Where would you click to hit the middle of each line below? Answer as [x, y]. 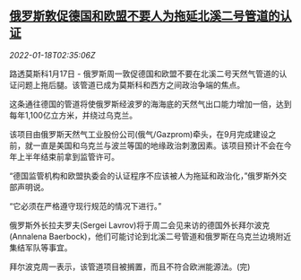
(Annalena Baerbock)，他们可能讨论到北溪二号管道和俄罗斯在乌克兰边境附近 [150, 236]
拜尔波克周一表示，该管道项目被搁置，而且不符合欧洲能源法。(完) [130, 267]
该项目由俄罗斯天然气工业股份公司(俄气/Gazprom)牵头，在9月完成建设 [139, 134]
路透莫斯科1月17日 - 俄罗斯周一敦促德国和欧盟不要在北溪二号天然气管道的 [144, 74]
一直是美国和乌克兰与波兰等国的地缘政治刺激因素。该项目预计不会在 [158, 145]
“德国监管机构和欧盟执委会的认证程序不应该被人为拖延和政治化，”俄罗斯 [140, 175]
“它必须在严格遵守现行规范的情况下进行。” [86, 206]
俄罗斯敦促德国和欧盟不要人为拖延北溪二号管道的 [145, 16]
